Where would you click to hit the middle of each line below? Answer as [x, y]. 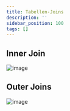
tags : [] [17, 29]
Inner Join [26, 53]
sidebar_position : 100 [35, 23]
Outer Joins [29, 87]
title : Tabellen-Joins [35, 12]
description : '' [27, 18]
